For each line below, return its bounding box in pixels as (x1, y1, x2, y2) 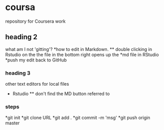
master (5, 120, 20, 126)
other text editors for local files (5, 81, 69, 87)
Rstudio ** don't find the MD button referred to (12, 91, 110, 97)
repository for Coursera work (5, 18, 66, 24)
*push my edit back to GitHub (5, 57, 67, 63)
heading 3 (5, 70, 31, 77)
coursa (5, 2, 35, 13)
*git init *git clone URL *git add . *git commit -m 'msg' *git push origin (5, 115, 150, 121)
